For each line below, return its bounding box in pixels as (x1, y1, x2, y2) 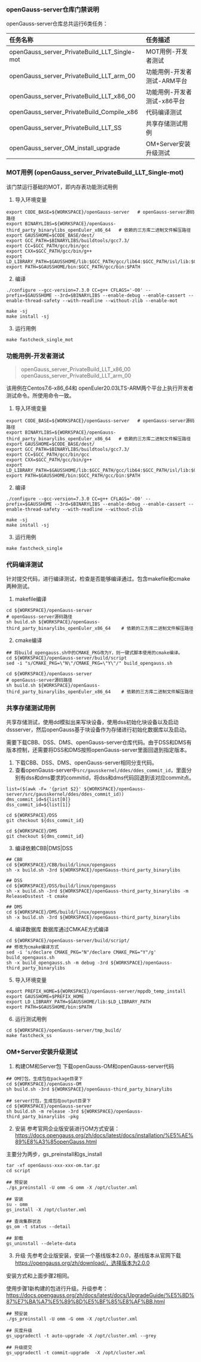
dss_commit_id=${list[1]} (6, 802, 71, 808)
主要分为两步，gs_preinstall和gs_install (6, 1150, 103, 1157)
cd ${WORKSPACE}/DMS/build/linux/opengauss (6, 909, 117, 915)
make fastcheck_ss (6, 1033, 52, 1039)
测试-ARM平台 (145, 77, 187, 85)
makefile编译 (14, 596, 47, 603)
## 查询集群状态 (6, 1218, 41, 1224)
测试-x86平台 (145, 97, 185, 106)
